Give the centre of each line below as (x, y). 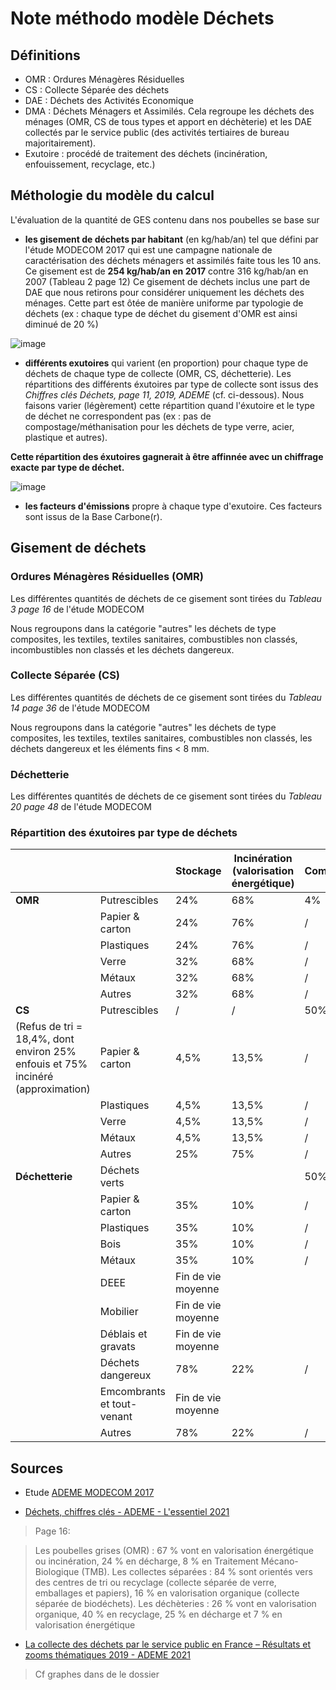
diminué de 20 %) (61, 324)
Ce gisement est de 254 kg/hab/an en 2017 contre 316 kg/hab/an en (166, 271)
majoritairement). (60, 143)
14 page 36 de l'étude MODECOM (80, 708)
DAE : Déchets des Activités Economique (109, 100)
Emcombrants (132, 1392)
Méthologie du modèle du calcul (112, 195)
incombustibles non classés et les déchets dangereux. (122, 649)
